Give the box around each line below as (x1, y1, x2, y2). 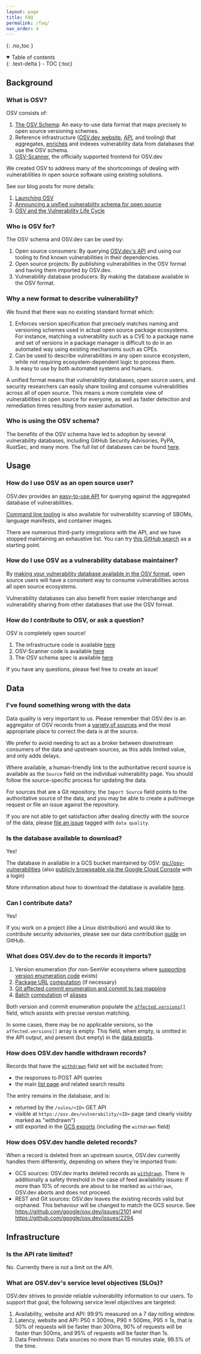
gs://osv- (161, 859, 185, 867)
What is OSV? (6, 96, 47, 104)
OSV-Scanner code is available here (14, 648, 105, 655)
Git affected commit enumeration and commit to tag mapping (14, 985, 166, 992)
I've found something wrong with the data (6, 701, 131, 709)
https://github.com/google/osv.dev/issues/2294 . (14, 1214, 135, 1222)
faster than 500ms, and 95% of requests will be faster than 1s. (14, 1329, 169, 1337)
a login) (6, 872, 25, 879)
